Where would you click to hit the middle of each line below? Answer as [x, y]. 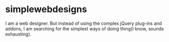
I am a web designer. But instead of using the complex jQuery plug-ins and [83, 23]
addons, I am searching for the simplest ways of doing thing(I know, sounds [84, 28]
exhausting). [18, 34]
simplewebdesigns [46, 9]
